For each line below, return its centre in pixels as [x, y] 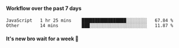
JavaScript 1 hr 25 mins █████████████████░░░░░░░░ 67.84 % [90, 20]
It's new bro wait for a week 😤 [42, 39]
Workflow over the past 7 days [44, 8]
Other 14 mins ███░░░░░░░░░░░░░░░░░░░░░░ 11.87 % [90, 26]
